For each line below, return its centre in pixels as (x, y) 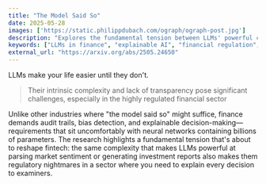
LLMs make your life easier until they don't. (78, 75)
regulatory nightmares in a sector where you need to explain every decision (131, 165)
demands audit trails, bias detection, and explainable (94, 123)
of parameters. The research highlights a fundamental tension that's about (129, 139)
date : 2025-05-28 (37, 23)
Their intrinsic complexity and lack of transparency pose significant (137, 90)
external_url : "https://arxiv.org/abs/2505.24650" (93, 52)
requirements (30, 131)
